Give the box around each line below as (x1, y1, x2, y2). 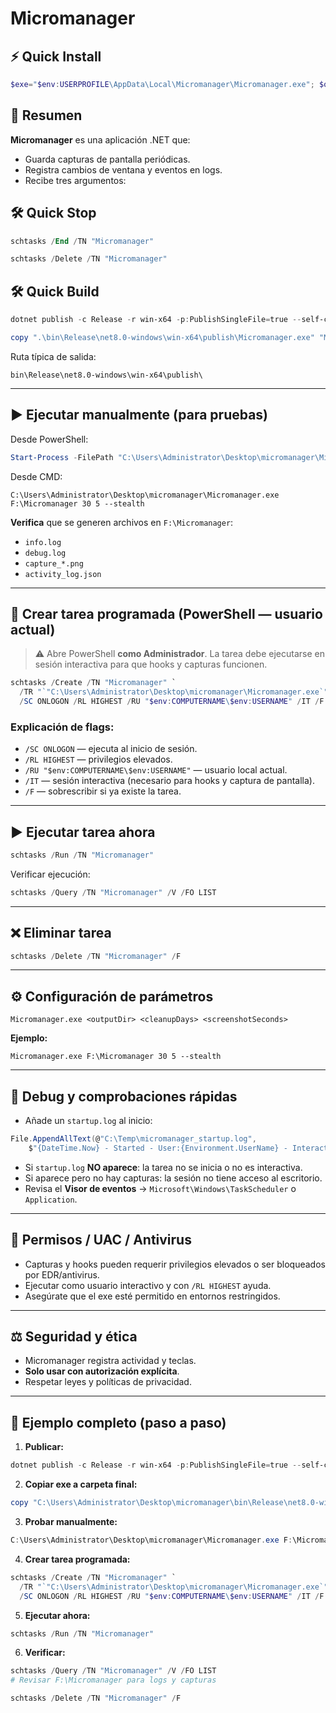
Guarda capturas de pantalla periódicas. (24, 153, 191, 165)
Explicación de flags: (10, 720, 115, 734)
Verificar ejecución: (10, 868, 91, 880)
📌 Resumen (10, 107, 83, 124)
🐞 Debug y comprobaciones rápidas (10, 1088, 238, 1105)
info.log (24, 537, 62, 547)
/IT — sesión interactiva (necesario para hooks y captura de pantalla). (24, 775, 315, 787)
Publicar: (24, 1441, 64, 1453)
